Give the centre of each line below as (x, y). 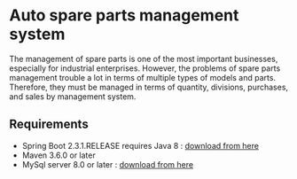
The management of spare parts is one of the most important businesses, (144, 58)
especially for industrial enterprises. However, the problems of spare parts (145, 68)
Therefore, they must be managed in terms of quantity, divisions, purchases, (149, 87)
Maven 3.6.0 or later (59, 155)
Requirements (49, 125)
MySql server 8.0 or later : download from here (107, 164)
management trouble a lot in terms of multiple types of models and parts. (143, 77)
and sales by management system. (73, 96)
